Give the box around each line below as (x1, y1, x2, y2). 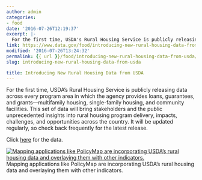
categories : (6, 14, 36, 20)
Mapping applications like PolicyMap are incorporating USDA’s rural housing (6, 160, 194, 168)
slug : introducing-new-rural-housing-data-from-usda (6, 59, 141, 65)
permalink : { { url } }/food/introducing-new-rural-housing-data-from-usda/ (6, 53, 198, 59)
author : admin (6, 8, 42, 15)
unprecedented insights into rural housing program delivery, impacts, (6, 112, 177, 119)
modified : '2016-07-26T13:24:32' (6, 48, 90, 54)
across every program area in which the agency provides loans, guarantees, (6, 92, 195, 100)
